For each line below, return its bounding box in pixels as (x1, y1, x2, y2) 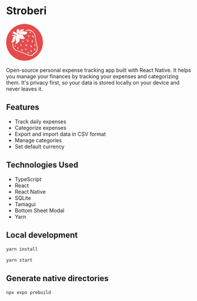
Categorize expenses (14, 124, 66, 131)
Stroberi (6, 4, 47, 18)
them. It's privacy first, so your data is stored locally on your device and (6, 79, 180, 86)
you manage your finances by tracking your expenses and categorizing (6, 72, 179, 80)
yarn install (6, 246, 38, 252)
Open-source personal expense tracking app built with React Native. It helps (6, 66, 191, 73)
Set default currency (14, 143, 65, 150)
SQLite (14, 194, 31, 201)
